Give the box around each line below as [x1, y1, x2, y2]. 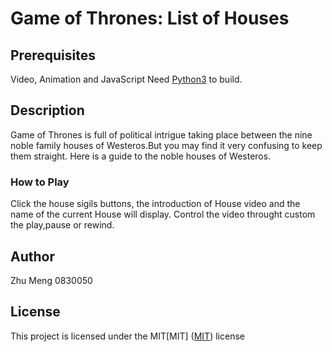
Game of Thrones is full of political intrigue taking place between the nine [10, 128, 313, 141]
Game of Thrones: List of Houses [10, 7, 290, 30]
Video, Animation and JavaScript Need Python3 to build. [10, 73, 243, 85]
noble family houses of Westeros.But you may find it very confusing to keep [10, 139, 323, 151]
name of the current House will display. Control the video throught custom [10, 208, 316, 221]
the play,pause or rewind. [10, 219, 115, 231]
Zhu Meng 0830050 [10, 274, 93, 286]
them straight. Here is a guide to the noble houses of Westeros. [10, 150, 272, 162]
